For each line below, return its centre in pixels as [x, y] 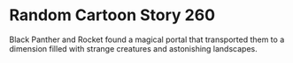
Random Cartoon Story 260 [112, 15]
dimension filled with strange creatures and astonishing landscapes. [134, 48]
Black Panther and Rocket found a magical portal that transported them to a [147, 39]
